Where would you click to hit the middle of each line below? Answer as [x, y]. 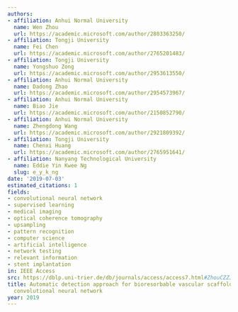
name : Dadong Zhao [41, 87]
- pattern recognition [41, 231]
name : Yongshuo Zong [44, 67]
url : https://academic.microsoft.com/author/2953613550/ [100, 73]
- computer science [36, 238]
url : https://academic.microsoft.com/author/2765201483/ [100, 54]
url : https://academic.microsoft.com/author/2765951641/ [100, 152]
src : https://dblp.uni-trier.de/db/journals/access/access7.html [106, 277]
